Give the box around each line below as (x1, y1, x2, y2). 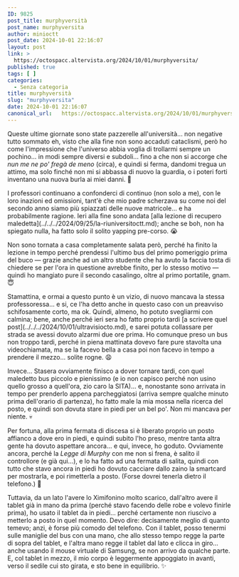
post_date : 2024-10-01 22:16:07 (7, 37, 103, 44)
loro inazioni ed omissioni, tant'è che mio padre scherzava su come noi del (7, 196, 226, 205)
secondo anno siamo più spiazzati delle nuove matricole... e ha (7, 204, 192, 213)
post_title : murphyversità (7, 17, 87, 24)
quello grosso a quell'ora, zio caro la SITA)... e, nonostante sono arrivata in (7, 382, 226, 390)
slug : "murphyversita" (7, 97, 75, 104)
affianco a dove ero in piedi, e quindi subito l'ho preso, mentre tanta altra (7, 434, 221, 442)
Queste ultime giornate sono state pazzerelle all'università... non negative (7, 129, 223, 138)
